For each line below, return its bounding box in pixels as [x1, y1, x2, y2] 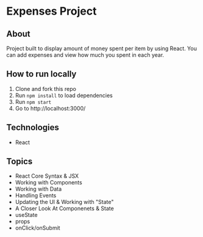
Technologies [6, 122, 60, 133]
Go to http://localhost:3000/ [15, 104, 86, 112]
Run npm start [15, 98, 52, 105]
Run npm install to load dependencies [15, 92, 113, 99]
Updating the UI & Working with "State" [15, 199, 114, 206]
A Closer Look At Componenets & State [15, 205, 114, 212]
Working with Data [15, 185, 62, 193]
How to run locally [6, 69, 77, 79]
